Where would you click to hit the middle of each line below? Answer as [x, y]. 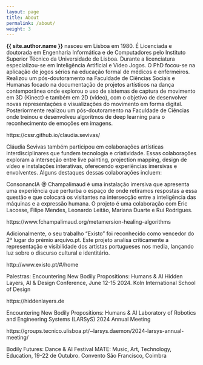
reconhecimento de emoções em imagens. [60, 123]
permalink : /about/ [31, 23]
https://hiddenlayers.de [35, 301]
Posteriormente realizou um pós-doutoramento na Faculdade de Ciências [98, 110]
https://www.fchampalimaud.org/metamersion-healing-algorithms [89, 222]
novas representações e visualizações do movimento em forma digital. [95, 104]
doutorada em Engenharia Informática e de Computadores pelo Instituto [96, 53]
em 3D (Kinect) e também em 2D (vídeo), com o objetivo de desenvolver [97, 98]
